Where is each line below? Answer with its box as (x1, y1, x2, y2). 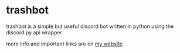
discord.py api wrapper (6, 29, 63, 36)
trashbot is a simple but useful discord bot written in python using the (6, 23, 174, 30)
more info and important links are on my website (6, 40, 123, 47)
